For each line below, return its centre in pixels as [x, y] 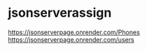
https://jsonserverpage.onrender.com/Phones [74, 32]
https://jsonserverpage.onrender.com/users [71, 39]
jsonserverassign [60, 13]
